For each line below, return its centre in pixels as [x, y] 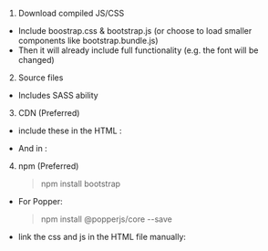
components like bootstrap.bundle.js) [88, 41]
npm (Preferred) [48, 166]
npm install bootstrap [81, 183]
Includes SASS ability [58, 95]
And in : [32, 148]
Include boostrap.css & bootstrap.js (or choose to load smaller [135, 31]
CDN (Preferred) [49, 113]
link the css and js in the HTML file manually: [102, 237]
